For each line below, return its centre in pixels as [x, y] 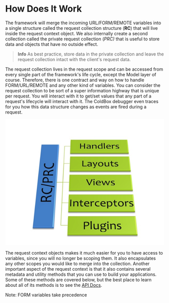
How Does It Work [44, 9]
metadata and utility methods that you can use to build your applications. [81, 274]
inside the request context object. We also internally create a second [76, 33]
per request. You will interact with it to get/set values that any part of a [78, 96]
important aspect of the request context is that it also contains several [78, 269]
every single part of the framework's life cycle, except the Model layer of [81, 74]
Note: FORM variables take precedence [46, 295]
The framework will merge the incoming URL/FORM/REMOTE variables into [83, 23]
